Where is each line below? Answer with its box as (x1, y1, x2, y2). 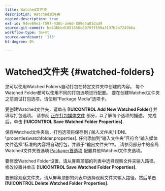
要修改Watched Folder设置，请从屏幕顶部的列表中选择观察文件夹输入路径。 (5, 158, 158, 164)
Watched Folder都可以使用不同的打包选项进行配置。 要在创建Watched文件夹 (5, 90, 160, 95)
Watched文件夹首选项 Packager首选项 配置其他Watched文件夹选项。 (5, 147, 145, 153)
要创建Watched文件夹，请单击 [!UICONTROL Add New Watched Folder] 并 (5, 106, 158, 112)
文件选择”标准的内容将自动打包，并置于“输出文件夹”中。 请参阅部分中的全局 (5, 141, 159, 147)
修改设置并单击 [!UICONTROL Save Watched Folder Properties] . (5, 164, 137, 170)
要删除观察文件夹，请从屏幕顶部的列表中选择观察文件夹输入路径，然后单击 (5, 174, 156, 180)
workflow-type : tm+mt (5, 30, 50, 35)
